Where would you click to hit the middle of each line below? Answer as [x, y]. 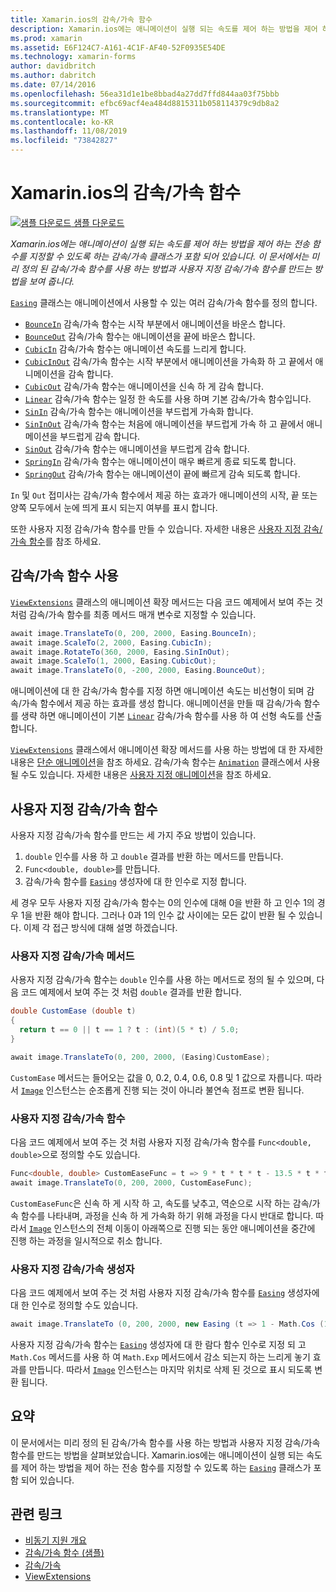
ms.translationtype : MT [60, 112]
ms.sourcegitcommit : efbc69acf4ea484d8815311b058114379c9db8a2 [145, 103]
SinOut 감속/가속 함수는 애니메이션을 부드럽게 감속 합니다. [137, 448]
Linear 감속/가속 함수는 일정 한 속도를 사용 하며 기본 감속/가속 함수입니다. [168, 398]
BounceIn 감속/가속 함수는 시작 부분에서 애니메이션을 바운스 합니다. [155, 323]
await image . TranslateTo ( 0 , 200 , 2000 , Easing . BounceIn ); [133, 633]
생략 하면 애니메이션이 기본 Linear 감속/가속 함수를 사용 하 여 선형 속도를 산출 [171, 716]
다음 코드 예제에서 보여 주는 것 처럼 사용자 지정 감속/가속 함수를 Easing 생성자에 [165, 1292]
